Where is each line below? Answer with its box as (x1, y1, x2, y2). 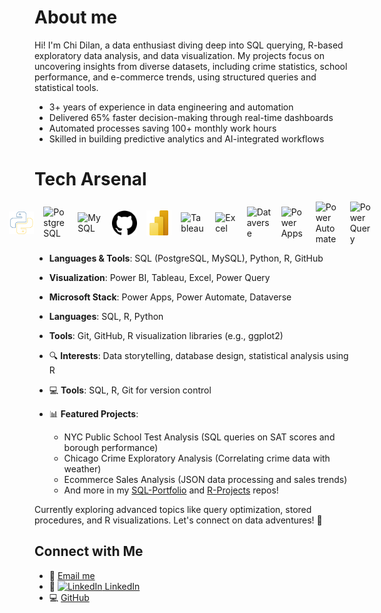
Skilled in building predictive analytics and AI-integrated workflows (48, 132, 325, 145)
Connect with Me (34, 543, 144, 560)
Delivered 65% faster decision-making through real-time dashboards (48, 111, 334, 123)
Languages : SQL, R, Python (48, 310, 164, 322)
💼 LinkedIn (48, 580, 141, 592)
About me (34, 6, 118, 29)
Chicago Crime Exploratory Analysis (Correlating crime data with (63, 452, 331, 464)
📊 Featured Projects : (48, 407, 139, 420)
